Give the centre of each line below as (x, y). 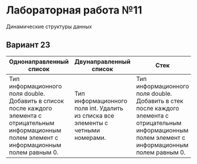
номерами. (90, 138)
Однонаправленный (39, 61)
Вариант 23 (28, 45)
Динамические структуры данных (49, 26)
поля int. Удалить (99, 108)
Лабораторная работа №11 (74, 10)
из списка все (94, 115)
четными (87, 130)
